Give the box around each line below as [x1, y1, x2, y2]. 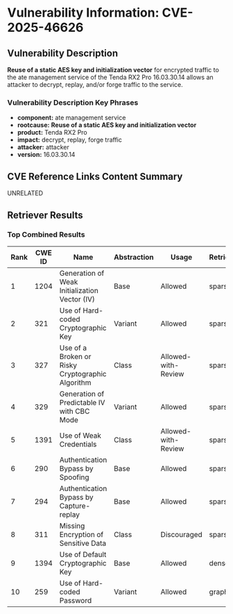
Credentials [59, 439, 97, 449]
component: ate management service [17, 113, 126, 122]
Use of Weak [59, 431, 102, 440]
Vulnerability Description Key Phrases [7, 97, 139, 107]
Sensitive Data [59, 538, 107, 548]
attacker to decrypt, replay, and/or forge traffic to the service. [7, 81, 184, 88]
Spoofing [59, 472, 89, 482]
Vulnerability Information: [7, 5, 159, 21]
